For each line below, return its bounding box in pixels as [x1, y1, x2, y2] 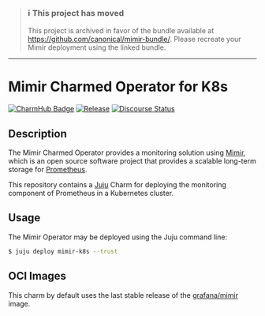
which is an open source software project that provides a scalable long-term [8, 156, 256, 166]
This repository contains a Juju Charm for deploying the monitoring [8, 180, 227, 190]
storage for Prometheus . [8, 165, 88, 175]
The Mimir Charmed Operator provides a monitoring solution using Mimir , [8, 148, 246, 157]
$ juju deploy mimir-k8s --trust [8, 247, 118, 255]
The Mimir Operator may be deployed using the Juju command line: [8, 232, 227, 242]
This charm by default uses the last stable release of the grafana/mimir [8, 290, 239, 299]
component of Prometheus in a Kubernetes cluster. [8, 189, 174, 198]
